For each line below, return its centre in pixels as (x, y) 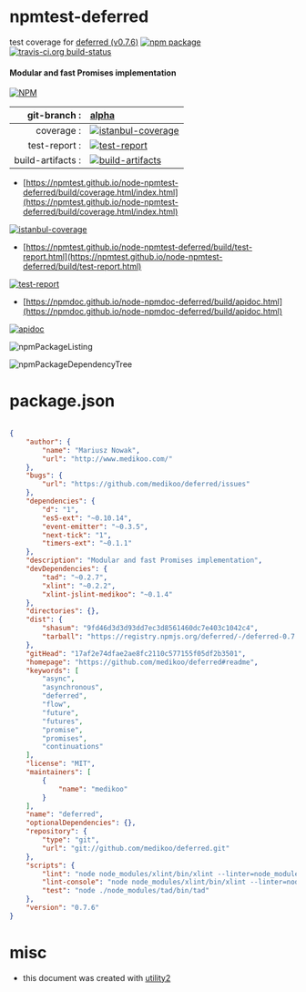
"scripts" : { (51, 865)
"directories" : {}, (63, 611)
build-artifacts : (48, 160)
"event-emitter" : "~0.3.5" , (95, 527)
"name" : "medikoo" (93, 789)
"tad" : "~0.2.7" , (75, 577)
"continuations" (73, 747)
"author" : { (48, 442)
